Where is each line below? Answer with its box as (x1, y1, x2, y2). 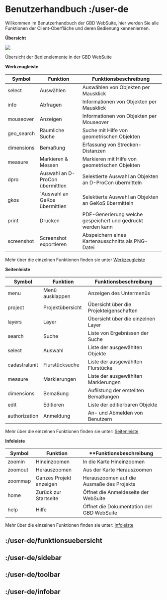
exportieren (39, 241, 67, 248)
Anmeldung (43, 412, 71, 419)
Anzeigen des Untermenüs (87, 290, 151, 297)
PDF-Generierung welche (82, 211, 143, 218)
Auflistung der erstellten (87, 387, 144, 394)
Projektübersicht (43, 304, 82, 311)
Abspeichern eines (82, 231, 127, 238)
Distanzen (82, 147, 106, 154)
